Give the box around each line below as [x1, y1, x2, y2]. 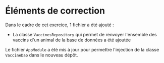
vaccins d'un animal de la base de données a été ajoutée [12, 37, 131, 43]
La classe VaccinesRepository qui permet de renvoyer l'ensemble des [12, 31, 157, 37]
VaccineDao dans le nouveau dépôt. [5, 52, 78, 58]
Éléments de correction [5, 5, 105, 17]
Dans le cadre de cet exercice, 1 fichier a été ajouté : [5, 22, 115, 28]
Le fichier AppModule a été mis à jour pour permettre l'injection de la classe [5, 46, 159, 52]
